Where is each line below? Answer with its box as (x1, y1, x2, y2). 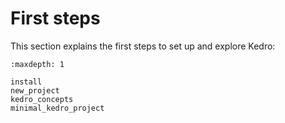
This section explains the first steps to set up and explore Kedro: (10, 40, 276, 52)
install (10, 77, 43, 87)
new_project (10, 85, 60, 96)
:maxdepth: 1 (10, 59, 65, 69)
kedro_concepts (10, 94, 74, 104)
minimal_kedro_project (10, 103, 105, 113)
